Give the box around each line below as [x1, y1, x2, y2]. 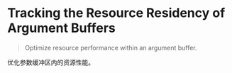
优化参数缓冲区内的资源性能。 [7, 58, 94, 67]
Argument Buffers [7, 20, 116, 36]
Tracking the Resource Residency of [7, 5, 226, 21]
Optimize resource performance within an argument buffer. [24, 43, 197, 52]
